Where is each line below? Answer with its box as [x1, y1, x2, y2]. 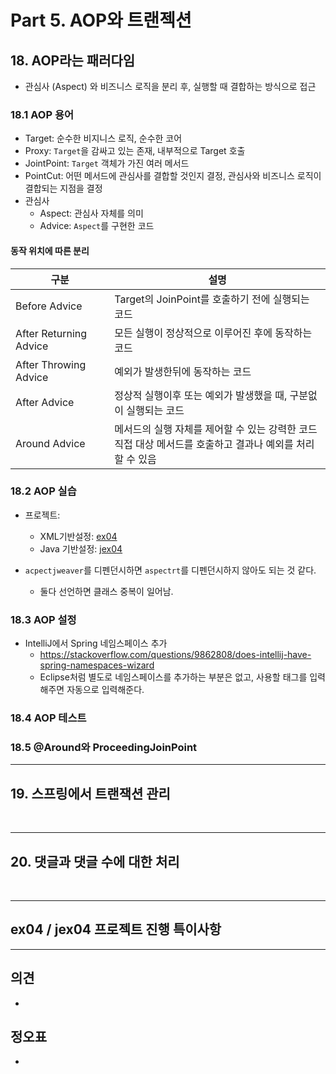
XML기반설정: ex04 [39, 530, 118, 542]
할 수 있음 [114, 452, 157, 466]
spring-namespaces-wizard [39, 659, 155, 671]
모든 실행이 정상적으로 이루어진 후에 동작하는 [114, 326, 313, 340]
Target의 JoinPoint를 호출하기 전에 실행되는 [114, 292, 310, 306]
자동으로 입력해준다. [66, 684, 145, 696]
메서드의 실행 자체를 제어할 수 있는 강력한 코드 [114, 422, 318, 436]
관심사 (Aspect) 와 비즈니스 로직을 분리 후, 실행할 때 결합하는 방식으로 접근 [24, 81, 317, 92]
